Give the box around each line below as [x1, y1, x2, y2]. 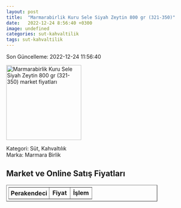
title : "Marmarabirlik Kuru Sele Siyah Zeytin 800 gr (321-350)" [6, 14, 176, 20]
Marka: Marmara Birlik [6, 151, 61, 158]
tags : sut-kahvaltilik [6, 37, 63, 43]
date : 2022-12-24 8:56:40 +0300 [6, 20, 93, 26]
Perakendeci [11, 189, 48, 197]
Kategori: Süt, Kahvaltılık [6, 145, 67, 152]
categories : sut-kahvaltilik [6, 31, 79, 37]
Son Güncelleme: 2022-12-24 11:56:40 [6, 53, 101, 60]
